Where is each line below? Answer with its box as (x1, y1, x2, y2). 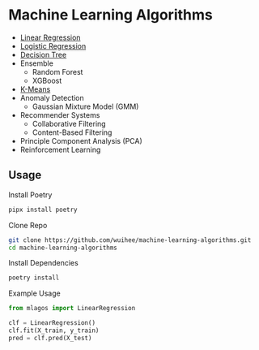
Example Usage (8, 288, 61, 298)
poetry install (8, 274, 60, 282)
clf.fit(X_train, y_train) (8, 326, 100, 335)
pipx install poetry (8, 205, 79, 214)
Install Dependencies (8, 258, 79, 268)
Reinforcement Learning (19, 145, 101, 154)
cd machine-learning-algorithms (8, 244, 117, 252)
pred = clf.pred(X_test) (8, 334, 92, 342)
